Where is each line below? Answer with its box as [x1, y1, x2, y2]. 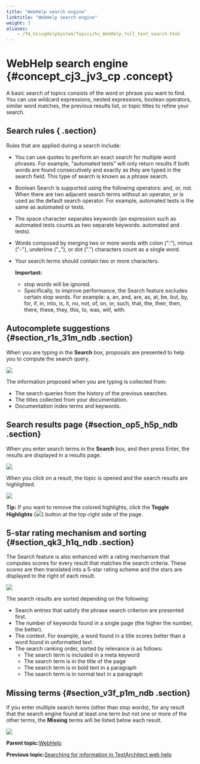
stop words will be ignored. [23, 280, 91, 288]
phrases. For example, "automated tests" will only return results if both [14, 160, 190, 167]
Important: [14, 269, 43, 276]
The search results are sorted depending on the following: [6, 595, 150, 603]
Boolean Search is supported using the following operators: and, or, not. [14, 184, 193, 191]
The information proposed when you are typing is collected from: [6, 378, 167, 385]
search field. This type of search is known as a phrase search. [14, 172, 169, 180]
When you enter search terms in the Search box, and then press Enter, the [6, 445, 190, 452]
